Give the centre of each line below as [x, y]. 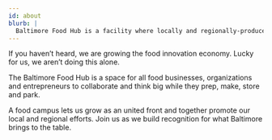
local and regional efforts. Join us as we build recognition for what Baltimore [136, 119]
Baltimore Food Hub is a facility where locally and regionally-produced [142, 31]
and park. [24, 95]
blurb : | [23, 23]
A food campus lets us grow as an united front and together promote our [130, 110]
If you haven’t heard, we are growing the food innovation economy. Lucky [131, 54]
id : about [25, 16]
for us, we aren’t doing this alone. [64, 62]
